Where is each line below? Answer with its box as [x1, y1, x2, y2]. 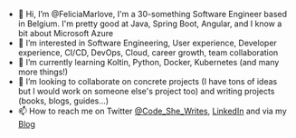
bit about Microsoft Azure [17, 28, 114, 38]
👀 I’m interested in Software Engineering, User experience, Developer [17, 37, 278, 48]
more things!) [17, 66, 69, 77]
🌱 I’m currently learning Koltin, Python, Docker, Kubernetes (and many [17, 57, 280, 67]
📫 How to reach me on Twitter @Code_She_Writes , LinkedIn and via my [17, 105, 287, 116]
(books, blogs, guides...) [17, 95, 110, 106]
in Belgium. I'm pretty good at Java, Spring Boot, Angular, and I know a [17, 18, 282, 29]
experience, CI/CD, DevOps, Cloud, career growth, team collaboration [17, 47, 279, 58]
